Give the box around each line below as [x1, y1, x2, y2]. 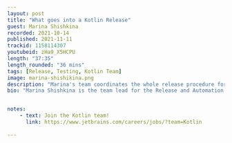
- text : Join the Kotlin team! [19, 112, 110, 120]
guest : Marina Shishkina [7, 23, 79, 30]
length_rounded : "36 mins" [7, 61, 85, 68]
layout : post [7, 10, 45, 17]
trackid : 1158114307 [7, 42, 67, 49]
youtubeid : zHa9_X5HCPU [7, 49, 76, 56]
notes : [7, 106, 26, 113]
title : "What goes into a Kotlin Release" [7, 17, 131, 23]
